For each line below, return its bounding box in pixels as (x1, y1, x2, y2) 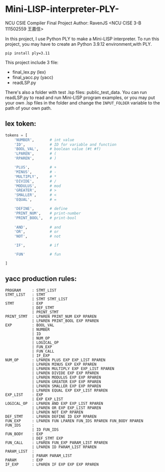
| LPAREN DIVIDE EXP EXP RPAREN (31, 371, 99, 376)
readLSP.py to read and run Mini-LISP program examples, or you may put (5, 94, 155, 100)
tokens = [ (5, 133, 28, 138)
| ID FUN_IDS (31, 427, 59, 432)
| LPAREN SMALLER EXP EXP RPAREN (31, 383, 101, 388)
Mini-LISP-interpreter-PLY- (5, 3, 119, 15)
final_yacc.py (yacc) (12, 74, 54, 80)
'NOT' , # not (14, 234, 61, 239)
